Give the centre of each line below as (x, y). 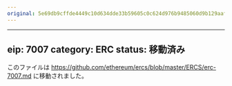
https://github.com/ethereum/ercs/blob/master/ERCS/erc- (133, 67)
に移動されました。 (61, 76)
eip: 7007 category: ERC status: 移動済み (96, 50)
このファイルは (28, 67)
